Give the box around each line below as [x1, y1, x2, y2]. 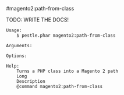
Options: [6, 53, 27, 59]
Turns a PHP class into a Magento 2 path [16, 68, 118, 74]
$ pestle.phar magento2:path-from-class [16, 33, 116, 38]
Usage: [6, 27, 22, 33]
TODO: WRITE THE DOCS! [6, 16, 69, 23]
